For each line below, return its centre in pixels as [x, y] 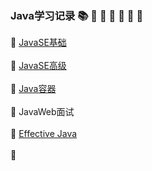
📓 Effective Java [44, 134]
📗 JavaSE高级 [38, 66]
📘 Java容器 [33, 89]
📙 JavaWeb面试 [42, 112]
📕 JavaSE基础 [38, 43]
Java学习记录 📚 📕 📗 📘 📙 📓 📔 [77, 15]
